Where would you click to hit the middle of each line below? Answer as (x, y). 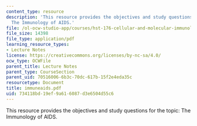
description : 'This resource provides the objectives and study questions (99, 17)
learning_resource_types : (38, 45)
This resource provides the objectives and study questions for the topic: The (98, 110)
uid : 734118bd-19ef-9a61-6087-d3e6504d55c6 (60, 94)
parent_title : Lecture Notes (42, 66)
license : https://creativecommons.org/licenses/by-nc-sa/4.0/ (84, 55)
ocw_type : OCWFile (28, 61)
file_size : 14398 (27, 34)
